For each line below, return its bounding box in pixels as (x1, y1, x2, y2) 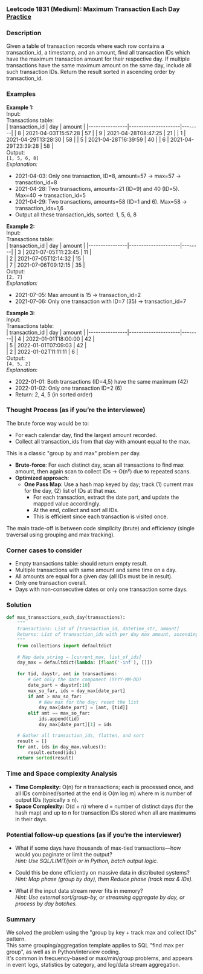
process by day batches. (14, 899, 77, 907)
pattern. (6, 935, 26, 942)
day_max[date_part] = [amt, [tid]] (38, 705, 129, 711)
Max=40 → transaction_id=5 (14, 192, 86, 199)
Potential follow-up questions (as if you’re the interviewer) (6, 830, 182, 839)
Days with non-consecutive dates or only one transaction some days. (14, 585, 188, 593)
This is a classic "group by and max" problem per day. (6, 449, 141, 456)
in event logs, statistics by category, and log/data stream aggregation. (6, 961, 181, 969)
